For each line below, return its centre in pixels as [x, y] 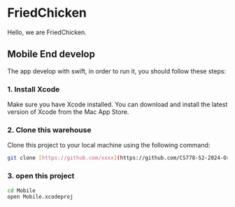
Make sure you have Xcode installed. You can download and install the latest [117, 105]
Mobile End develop [51, 54]
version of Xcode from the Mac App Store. [68, 112]
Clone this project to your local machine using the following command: [109, 145]
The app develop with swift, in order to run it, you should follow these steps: [116, 71]
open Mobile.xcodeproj [40, 197]
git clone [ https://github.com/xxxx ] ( [64, 158]
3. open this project [41, 176]
